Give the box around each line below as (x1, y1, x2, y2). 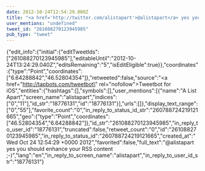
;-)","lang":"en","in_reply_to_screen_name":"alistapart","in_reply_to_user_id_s (6, 152, 198, 159)
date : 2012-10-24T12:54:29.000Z (6, 9, 88, 15)
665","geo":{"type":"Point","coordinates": (6, 113, 110, 120)
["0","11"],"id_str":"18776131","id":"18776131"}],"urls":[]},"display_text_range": (6, 100, 198, 107)
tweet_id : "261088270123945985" (6, 26, 88, 32)
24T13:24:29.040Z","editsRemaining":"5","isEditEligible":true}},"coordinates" (6, 61, 199, 69)
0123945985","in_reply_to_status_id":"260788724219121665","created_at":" (6, 132, 196, 140)
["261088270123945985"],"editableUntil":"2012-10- (6, 55, 137, 62)
